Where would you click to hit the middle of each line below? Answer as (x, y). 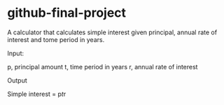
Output (17, 80)
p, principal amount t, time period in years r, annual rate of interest (103, 66)
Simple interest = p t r (37, 94)
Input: (16, 53)
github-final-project (67, 13)
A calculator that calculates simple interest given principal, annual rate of (112, 32)
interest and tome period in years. (56, 39)
